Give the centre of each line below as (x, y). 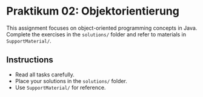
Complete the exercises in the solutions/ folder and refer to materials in (96, 34)
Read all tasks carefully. (45, 75)
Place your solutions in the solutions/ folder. (71, 81)
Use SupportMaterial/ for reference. (60, 87)
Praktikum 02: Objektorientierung (93, 11)
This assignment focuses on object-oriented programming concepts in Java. (102, 28)
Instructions (30, 60)
